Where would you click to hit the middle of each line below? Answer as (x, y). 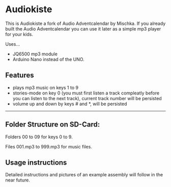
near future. (18, 180)
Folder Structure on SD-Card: (53, 125)
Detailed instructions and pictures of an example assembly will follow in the (84, 175)
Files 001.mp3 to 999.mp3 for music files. (49, 146)
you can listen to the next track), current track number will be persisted (87, 98)
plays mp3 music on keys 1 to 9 (46, 87)
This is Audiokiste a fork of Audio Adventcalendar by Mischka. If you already (85, 23)
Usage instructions (36, 162)
